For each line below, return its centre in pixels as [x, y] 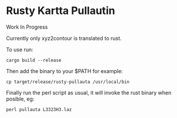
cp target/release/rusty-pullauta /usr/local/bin [68, 82]
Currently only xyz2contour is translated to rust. [64, 38]
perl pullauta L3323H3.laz [39, 109]
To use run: [20, 49]
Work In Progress [27, 27]
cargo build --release [34, 60]
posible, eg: [20, 99]
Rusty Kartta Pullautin [61, 11]
